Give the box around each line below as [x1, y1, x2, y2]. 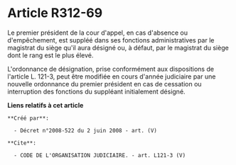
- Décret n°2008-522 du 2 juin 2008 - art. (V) [14, 127, 158, 134]
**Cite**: [7, 140, 37, 147]
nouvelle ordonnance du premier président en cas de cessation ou [7, 79, 202, 88]
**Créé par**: [7, 115, 50, 122]
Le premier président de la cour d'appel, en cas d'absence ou [7, 28, 188, 37]
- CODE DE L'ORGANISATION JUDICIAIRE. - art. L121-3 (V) [14, 152, 186, 159]
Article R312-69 [7, 5, 103, 21]
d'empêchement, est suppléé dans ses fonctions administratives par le [7, 35, 215, 44]
